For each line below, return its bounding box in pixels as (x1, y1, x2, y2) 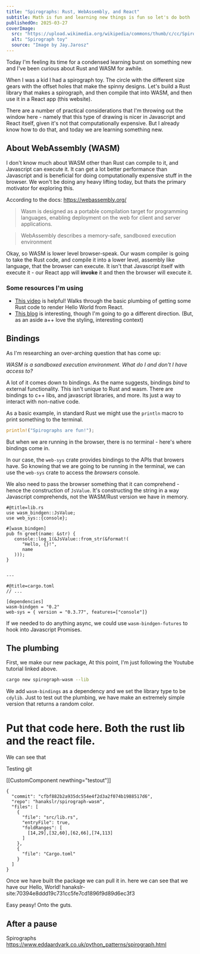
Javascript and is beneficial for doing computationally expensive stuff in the (6, 171, 192, 179)
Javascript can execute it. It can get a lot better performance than (6, 165, 168, 173)
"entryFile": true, (21, 820, 70, 826)
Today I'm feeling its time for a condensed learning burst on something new (6, 58, 192, 66)
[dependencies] (6, 598, 44, 605)
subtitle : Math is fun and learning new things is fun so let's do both (6, 14, 190, 20)
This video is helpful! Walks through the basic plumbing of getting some (14, 297, 192, 304)
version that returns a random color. (6, 700, 94, 707)
